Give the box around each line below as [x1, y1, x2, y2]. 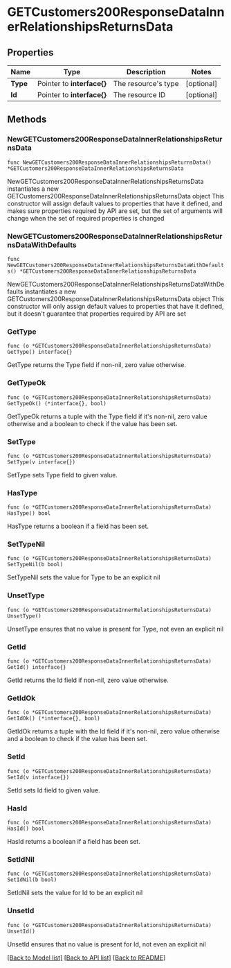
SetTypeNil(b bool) [7, 561, 64, 568]
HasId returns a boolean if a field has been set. [7, 837, 140, 845]
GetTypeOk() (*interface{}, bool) [7, 400, 107, 407]
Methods [7, 114, 47, 126]
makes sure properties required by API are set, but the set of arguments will [7, 206, 223, 215]
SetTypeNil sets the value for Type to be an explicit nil [7, 573, 160, 581]
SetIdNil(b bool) [7, 876, 57, 883]
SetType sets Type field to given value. [7, 470, 118, 479]
